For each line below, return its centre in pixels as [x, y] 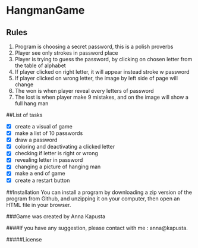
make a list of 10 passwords [49, 133]
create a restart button [42, 180]
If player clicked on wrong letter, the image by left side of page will [96, 78]
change [24, 84]
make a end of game [40, 174]
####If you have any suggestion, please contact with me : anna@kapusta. [97, 228]
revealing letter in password [49, 160]
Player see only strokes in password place [66, 53]
